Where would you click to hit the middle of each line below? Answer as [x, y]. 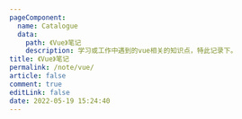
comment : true [36, 84]
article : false [38, 76]
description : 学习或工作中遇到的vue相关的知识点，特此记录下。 [131, 51]
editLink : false [40, 92]
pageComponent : [38, 17]
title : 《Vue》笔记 [40, 59]
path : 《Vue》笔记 [54, 42]
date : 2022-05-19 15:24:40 [60, 101]
